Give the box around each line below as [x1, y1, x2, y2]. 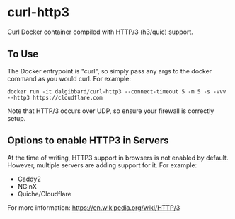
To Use [7, 48, 39, 60]
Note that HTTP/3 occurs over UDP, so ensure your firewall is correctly [7, 107, 214, 115]
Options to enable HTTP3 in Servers [7, 135, 169, 147]
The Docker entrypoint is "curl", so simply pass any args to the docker [7, 66, 212, 75]
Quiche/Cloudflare [17, 189, 72, 198]
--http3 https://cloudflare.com [7, 94, 103, 101]
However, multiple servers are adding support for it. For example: [7, 160, 197, 170]
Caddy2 [17, 174, 41, 183]
